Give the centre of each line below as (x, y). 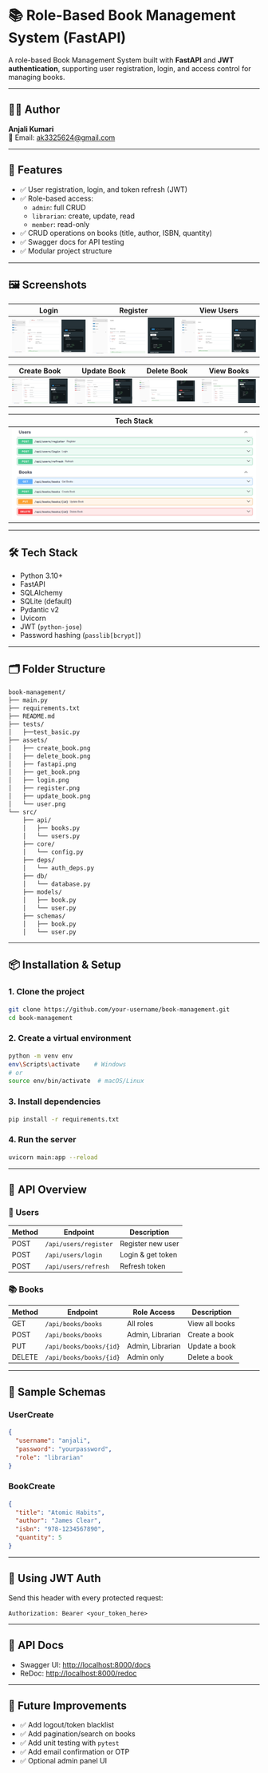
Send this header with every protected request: (86, 1598)
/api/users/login (74, 1256)
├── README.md (32, 716)
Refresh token (142, 1266)
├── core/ (39, 844)
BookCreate (32, 1486)
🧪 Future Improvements (68, 1705)
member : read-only (61, 224)
